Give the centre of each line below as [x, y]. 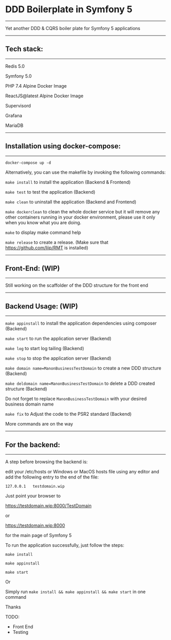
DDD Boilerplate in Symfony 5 [69, 9]
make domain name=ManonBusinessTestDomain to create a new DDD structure [83, 368]
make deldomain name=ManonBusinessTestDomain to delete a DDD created [80, 384]
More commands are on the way [39, 424]
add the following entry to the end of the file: [52, 477]
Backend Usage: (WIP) [42, 306]
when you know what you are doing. [43, 222]
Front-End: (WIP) [33, 268]
